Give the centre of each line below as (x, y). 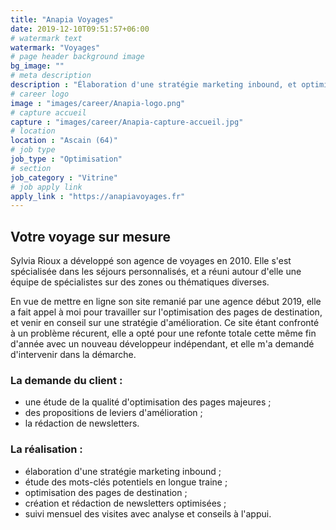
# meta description (51, 76)
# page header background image (77, 57)
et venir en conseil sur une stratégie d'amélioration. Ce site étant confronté (165, 323)
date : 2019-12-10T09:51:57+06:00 (80, 29)
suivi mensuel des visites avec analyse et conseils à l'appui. (148, 513)
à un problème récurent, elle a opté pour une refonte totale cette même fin (163, 333)
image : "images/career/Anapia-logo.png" (98, 103)
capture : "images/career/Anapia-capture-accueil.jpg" (127, 122)
